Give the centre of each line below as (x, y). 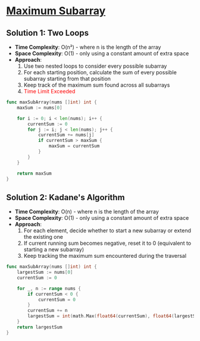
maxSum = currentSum (74, 146)
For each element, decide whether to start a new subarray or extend (107, 231)
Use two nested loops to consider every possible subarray (95, 66)
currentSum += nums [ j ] (66, 135)
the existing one (43, 237)
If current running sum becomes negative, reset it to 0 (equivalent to (107, 243)
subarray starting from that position (67, 79)
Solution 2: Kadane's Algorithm (65, 197)
